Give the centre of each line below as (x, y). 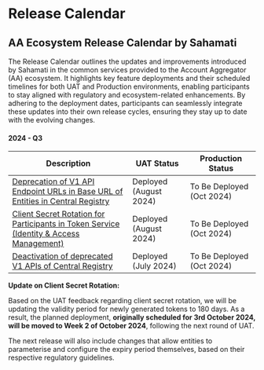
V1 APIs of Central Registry (62, 266)
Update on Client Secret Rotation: (64, 286)
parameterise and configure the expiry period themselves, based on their (126, 350)
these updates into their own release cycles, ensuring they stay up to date (128, 112)
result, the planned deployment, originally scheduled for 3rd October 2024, (132, 317)
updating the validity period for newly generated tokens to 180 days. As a (126, 309)
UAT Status (157, 163)
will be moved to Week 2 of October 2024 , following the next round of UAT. (131, 326)
